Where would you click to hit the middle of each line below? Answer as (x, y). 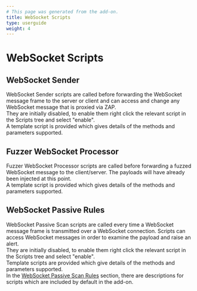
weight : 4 (19, 28)
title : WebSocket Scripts (38, 17)
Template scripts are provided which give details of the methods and (90, 263)
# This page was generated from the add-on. (62, 12)
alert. (13, 244)
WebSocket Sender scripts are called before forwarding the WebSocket (94, 95)
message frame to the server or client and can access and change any (93, 101)
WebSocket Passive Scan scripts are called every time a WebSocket (90, 225)
